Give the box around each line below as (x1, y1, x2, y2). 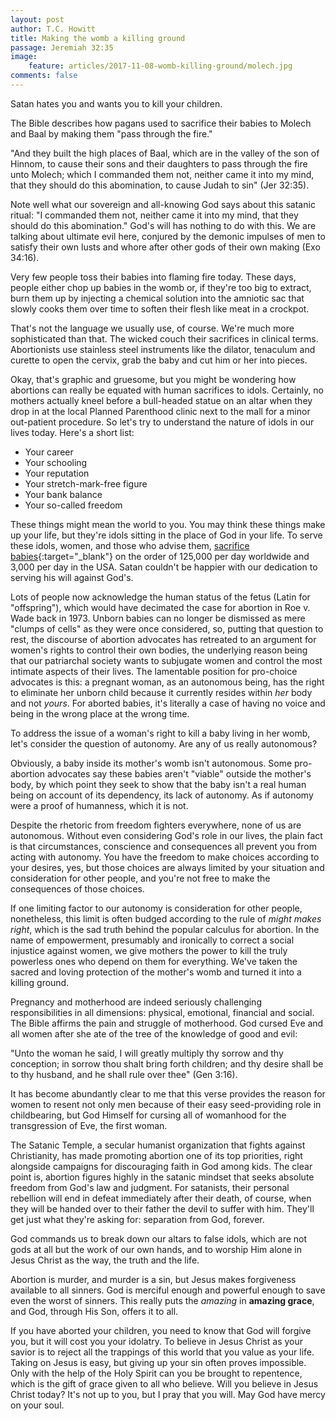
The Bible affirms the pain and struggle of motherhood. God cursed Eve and (10, 1017, 324, 1029)
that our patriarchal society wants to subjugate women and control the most (10, 654, 323, 666)
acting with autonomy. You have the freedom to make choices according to (10, 851, 320, 863)
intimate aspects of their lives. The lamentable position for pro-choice (10, 665, 298, 677)
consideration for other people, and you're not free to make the (10, 872, 271, 884)
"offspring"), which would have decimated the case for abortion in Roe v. (10, 601, 311, 613)
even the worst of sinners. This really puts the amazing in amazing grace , (10, 1294, 315, 1306)
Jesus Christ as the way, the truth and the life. (10, 1254, 200, 1266)
